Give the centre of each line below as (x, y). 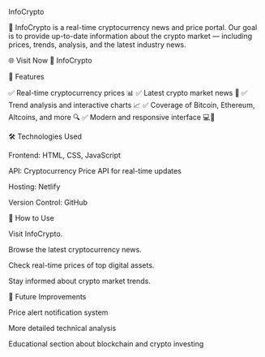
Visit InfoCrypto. (36, 234)
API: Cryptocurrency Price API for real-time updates (95, 171)
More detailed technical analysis (62, 328)
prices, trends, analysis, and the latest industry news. (97, 45)
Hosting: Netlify (34, 187)
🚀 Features (26, 77)
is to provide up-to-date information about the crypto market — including (130, 36)
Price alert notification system (58, 312)
